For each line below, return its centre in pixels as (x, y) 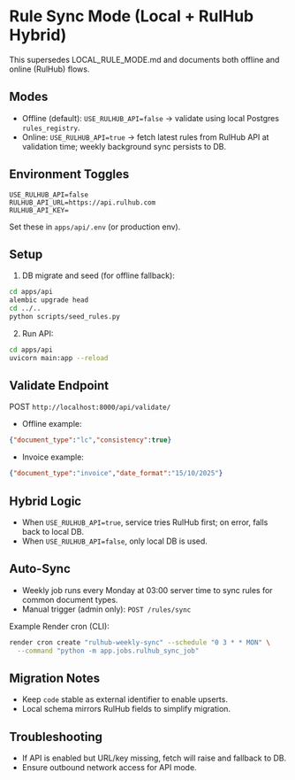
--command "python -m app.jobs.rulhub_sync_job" (108, 651)
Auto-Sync (40, 569)
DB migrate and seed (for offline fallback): (98, 275)
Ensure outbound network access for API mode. (109, 768)
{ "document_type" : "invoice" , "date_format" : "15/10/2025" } (116, 474)
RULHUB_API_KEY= (39, 210)
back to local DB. (53, 532)
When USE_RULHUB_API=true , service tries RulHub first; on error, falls (145, 522)
